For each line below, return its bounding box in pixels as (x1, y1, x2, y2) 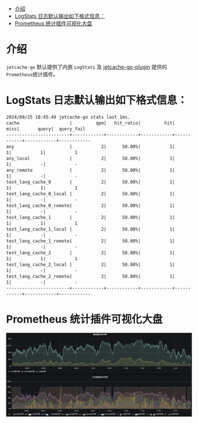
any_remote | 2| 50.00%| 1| (6, 167, 176, 173)
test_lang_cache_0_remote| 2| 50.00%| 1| (6, 202, 176, 208)
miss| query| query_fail (6, 126, 85, 132)
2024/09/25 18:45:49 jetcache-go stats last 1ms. (6, 114, 131, 120)
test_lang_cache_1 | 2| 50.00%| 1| (6, 214, 176, 220)
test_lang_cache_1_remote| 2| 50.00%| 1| (6, 238, 176, 244)
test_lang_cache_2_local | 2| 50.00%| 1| (6, 261, 176, 267)
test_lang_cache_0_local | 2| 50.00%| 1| (6, 191, 176, 196)
